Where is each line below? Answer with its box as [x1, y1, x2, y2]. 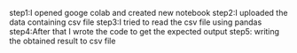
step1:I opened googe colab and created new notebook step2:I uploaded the [9, 8, 288, 18]
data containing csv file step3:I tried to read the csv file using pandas [9, 17, 262, 27]
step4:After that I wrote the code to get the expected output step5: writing [9, 26, 280, 36]
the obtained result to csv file [9, 35, 116, 46]
